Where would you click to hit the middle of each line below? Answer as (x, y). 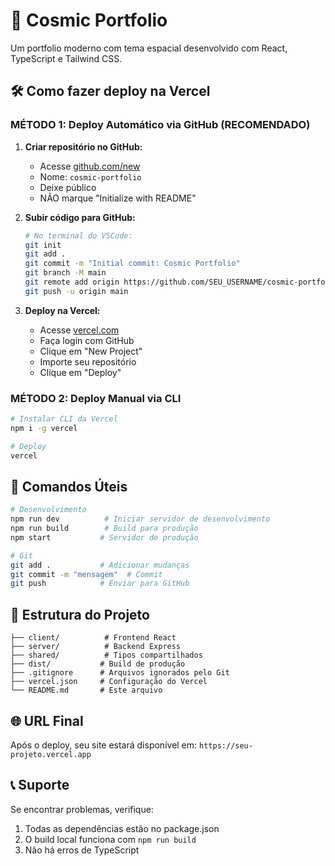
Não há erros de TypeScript (82, 850)
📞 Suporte (40, 785)
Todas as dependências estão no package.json (122, 828)
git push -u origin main (76, 291)
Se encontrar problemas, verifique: (82, 809)
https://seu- (226, 745)
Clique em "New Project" (91, 351)
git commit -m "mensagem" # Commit (86, 574)
